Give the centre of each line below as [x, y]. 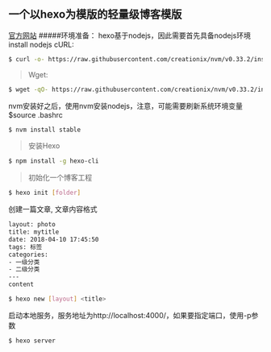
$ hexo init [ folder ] [45, 193]
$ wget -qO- [28, 89]
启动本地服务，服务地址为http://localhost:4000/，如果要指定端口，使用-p [130, 315]
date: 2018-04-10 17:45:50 [54, 239]
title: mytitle [34, 232]
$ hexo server [32, 341]
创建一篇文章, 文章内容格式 [53, 209]
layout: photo [32, 225]
